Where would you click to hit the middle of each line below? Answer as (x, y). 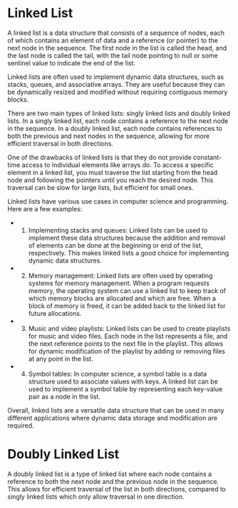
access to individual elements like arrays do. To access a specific (118, 164)
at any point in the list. (61, 359)
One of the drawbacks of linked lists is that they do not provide (100, 157)
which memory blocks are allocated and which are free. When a (122, 298)
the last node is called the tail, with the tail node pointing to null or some (113, 55)
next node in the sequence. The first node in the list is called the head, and (117, 48)
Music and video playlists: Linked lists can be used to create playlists (129, 328)
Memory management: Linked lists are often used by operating (120, 275)
